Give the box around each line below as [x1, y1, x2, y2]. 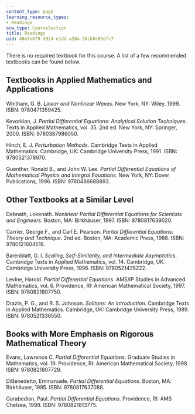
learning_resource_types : [6, 14, 69, 20]
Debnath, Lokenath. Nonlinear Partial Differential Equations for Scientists [6, 210, 183, 217]
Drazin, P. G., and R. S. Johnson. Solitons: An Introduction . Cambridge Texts [6, 299, 189, 307]
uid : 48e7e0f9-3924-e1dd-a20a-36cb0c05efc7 [6, 36, 114, 42]
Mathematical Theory [6, 338, 87, 348]
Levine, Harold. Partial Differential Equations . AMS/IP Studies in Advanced [6, 275, 186, 282]
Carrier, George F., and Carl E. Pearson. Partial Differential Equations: [6, 228, 174, 235]
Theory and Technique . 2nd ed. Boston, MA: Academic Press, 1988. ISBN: [6, 234, 184, 241]
